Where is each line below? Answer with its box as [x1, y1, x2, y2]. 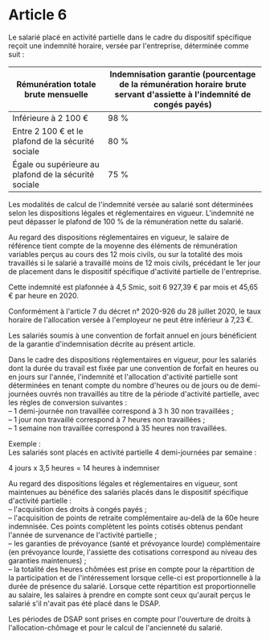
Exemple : [8, 438, 42, 448]
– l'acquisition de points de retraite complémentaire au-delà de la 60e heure [8, 513, 260, 522]
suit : [8, 49, 25, 59]
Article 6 [8, 6, 67, 24]
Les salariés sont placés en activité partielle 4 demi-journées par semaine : [8, 447, 257, 457]
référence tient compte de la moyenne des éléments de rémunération [8, 240, 238, 251]
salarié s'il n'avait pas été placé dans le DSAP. [8, 598, 161, 608]
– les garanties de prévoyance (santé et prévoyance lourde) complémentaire [8, 538, 261, 548]
